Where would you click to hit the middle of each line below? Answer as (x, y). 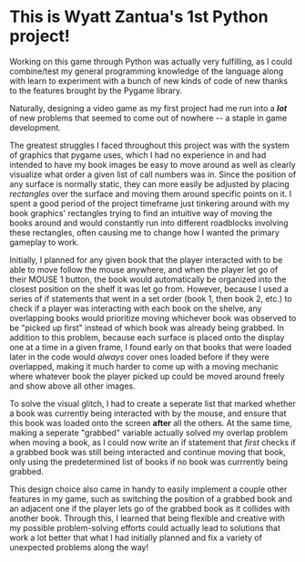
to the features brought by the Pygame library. (96, 90)
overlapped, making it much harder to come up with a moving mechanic (144, 366)
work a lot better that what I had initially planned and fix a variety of (136, 537)
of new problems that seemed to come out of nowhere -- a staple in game (148, 118)
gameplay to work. (44, 242)
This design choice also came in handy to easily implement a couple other (148, 489)
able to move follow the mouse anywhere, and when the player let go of (144, 269)
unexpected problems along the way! (79, 547)
